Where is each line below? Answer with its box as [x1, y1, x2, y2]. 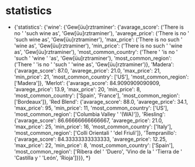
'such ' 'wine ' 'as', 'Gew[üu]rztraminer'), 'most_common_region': [13, 54, 172, 62]
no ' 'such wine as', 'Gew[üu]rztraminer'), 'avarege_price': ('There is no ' [13, 29, 190, 36]
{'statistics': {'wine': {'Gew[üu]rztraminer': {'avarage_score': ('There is [13, 23, 184, 30]
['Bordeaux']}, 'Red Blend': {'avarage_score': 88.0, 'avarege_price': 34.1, [13, 98, 189, 105]
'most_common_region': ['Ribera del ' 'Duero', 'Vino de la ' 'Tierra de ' [13, 148, 183, 155]
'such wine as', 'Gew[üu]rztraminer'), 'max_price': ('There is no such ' [13, 36, 183, 43]
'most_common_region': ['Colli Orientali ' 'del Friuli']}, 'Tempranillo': [13, 129, 177, 136]
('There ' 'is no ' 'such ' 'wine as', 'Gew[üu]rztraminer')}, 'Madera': [13, 60, 175, 68]
